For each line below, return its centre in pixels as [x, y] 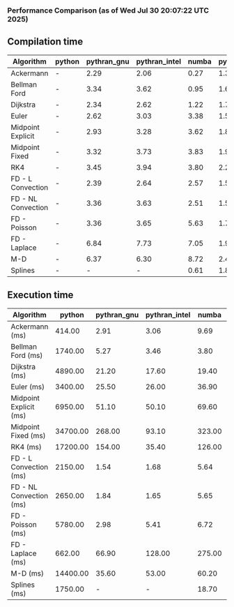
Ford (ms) [27, 355]
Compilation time [45, 42]
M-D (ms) [27, 573]
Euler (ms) [28, 387]
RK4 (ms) [26, 447]
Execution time [40, 295]
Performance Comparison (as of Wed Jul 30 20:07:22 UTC [108, 10]
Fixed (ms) [29, 435]
